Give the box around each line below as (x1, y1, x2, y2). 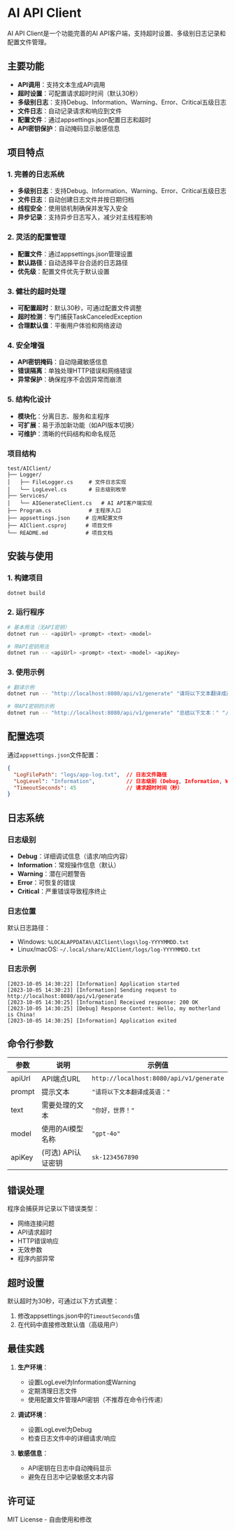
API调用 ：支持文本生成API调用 (17, 80, 106, 88)
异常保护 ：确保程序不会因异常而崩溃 (17, 375, 122, 384)
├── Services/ (7, 492, 49, 499)
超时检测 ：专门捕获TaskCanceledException (17, 312, 143, 321)
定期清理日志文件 (27, 1386, 78, 1395)
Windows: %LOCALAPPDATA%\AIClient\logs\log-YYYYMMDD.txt (17, 938, 189, 946)
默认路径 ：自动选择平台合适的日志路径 (17, 258, 128, 267)
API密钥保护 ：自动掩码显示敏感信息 (17, 124, 120, 133)
